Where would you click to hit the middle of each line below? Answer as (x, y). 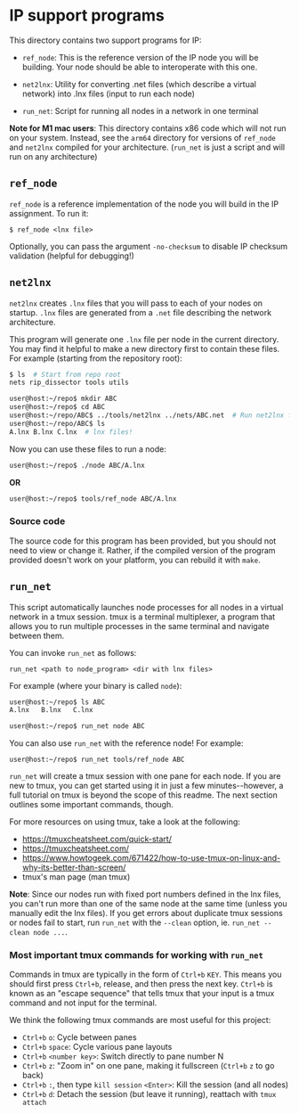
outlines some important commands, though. (91, 805)
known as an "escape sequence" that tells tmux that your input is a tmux (142, 994)
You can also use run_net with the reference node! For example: (126, 743)
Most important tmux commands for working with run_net (137, 955)
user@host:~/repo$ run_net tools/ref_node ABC (97, 760)
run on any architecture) (53, 156)
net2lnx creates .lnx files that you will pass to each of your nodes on (136, 303)
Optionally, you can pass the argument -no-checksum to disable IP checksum (149, 246)
